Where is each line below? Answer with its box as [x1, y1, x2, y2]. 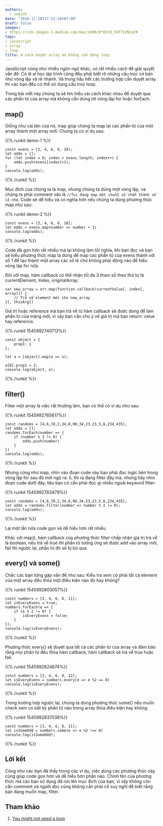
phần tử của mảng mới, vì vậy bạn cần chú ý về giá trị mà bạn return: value [5, 313, 155, 319]
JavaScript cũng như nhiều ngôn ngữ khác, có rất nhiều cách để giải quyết [5, 66, 155, 72]
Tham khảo [5, 803, 40, 811]
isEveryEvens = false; [22, 613, 69, 618]
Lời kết [5, 755, 26, 763]
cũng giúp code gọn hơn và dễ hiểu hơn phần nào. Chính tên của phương [5, 773, 152, 779]
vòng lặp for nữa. [5, 263, 39, 269]
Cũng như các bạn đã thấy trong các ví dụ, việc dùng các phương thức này [5, 768, 156, 774]
